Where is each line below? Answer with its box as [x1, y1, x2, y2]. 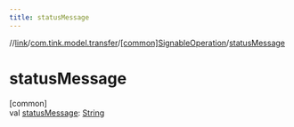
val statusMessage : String [9, 107, 105, 118]
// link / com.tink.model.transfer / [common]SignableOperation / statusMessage [9, 37, 285, 48]
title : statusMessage [9, 12, 90, 22]
